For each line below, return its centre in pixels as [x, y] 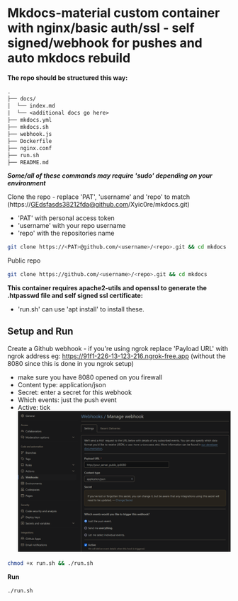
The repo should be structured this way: [68, 78]
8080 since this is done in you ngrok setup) [71, 363]
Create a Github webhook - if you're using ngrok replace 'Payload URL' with [118, 348]
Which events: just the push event [67, 400]
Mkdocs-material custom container [114, 13]
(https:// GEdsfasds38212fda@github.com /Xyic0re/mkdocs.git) [98, 204]
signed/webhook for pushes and [105, 43]
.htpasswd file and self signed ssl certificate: [75, 295]
